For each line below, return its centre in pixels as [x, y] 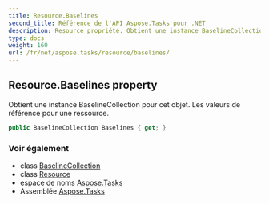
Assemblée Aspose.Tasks [62, 191]
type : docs [26, 38]
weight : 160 [28, 46]
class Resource [45, 174]
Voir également [39, 148]
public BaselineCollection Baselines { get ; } [87, 128]
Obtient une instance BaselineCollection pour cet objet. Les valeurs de [124, 104]
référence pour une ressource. [59, 113]
